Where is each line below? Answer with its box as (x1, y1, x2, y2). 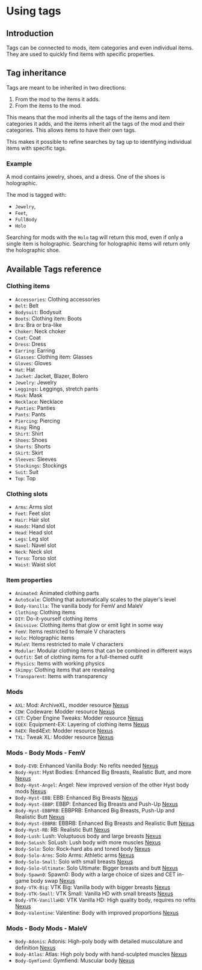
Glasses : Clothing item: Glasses (14, 353, 93, 360)
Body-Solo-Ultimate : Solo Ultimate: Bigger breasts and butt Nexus (14, 864, 179, 871)
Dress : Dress (14, 340, 46, 347)
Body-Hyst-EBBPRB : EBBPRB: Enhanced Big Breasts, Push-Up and (14, 806, 175, 814)
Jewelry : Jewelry (14, 378, 57, 386)
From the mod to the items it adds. (14, 95, 100, 103)
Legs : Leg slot (14, 536, 49, 543)
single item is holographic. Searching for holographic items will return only (6, 240, 191, 247)
